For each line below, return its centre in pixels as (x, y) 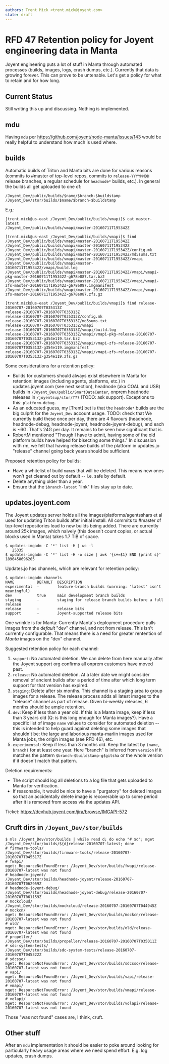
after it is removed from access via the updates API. (66, 802)
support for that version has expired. (50, 685)
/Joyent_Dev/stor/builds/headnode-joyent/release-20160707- (70, 879)
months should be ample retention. (49, 707)
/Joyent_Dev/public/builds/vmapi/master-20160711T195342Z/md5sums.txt (81, 254)
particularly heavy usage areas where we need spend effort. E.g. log (76, 1051)
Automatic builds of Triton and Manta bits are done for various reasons (79, 170)
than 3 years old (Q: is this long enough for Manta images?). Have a (82, 717)
